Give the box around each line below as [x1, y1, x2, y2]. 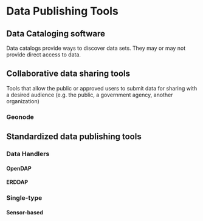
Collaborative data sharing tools [6, 69, 131, 79]
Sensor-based [6, 208, 44, 216]
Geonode [6, 112, 35, 121]
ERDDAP [6, 178, 29, 186]
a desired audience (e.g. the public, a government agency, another [6, 91, 173, 98]
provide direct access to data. [6, 51, 81, 58]
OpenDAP [6, 165, 32, 172]
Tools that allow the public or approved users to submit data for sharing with [6, 84, 198, 92]
